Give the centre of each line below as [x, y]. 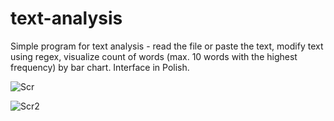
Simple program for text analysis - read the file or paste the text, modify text [167, 46]
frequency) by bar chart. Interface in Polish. [100, 67]
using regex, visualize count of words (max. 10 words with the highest [154, 56]
